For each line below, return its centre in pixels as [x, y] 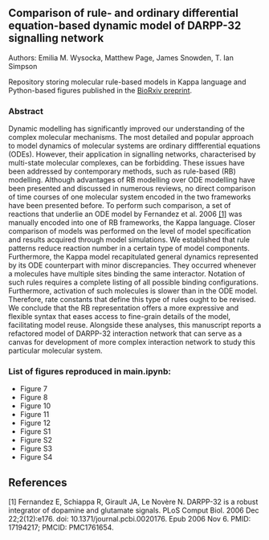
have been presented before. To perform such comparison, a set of [120, 206]
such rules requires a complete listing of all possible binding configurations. [133, 282]
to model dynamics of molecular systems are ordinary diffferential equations [134, 146]
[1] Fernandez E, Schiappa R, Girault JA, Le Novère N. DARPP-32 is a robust [133, 502]
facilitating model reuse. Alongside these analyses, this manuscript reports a [135, 325]
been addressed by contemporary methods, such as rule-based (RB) [122, 171]
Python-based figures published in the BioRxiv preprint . [100, 90]
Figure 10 [35, 406]
